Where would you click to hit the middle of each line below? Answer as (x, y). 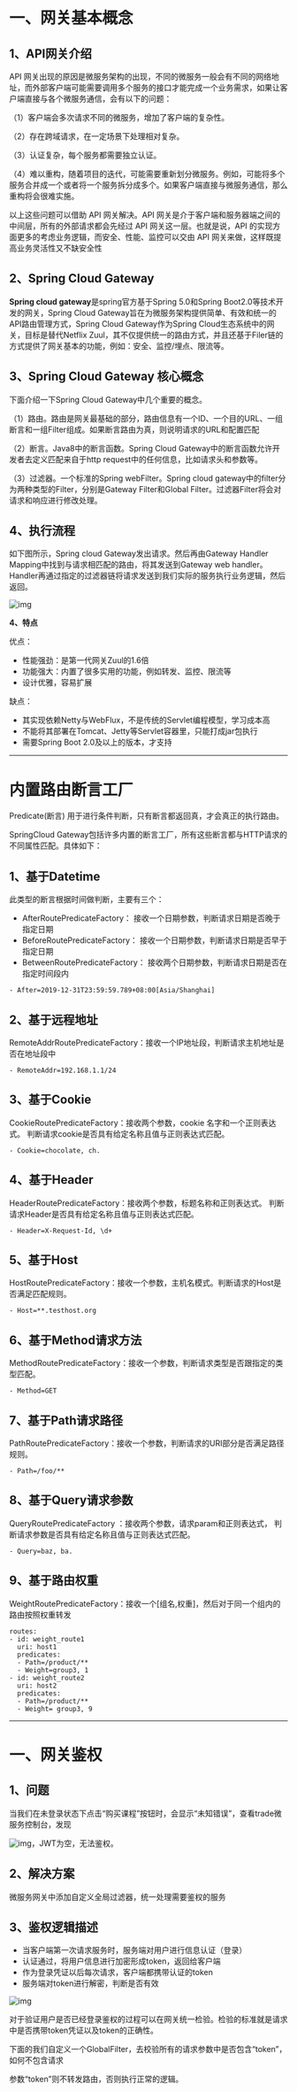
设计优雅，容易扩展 (57, 683)
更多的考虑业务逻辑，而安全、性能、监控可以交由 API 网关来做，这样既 (145, 237)
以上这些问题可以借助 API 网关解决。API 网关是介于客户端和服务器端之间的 (145, 215)
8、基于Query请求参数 (72, 1500)
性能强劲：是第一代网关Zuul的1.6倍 (85, 660)
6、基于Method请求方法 (76, 1340)
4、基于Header (52, 1180)
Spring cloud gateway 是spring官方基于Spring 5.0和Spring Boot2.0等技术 (143, 301)
